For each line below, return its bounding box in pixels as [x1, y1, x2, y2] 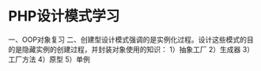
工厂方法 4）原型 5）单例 [8, 54, 91, 64]
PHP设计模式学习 [8, 7, 120, 25]
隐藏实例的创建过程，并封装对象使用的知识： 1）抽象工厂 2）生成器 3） [21, 44, 255, 54]
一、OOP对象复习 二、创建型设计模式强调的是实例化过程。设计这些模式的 [8, 35, 248, 44]
